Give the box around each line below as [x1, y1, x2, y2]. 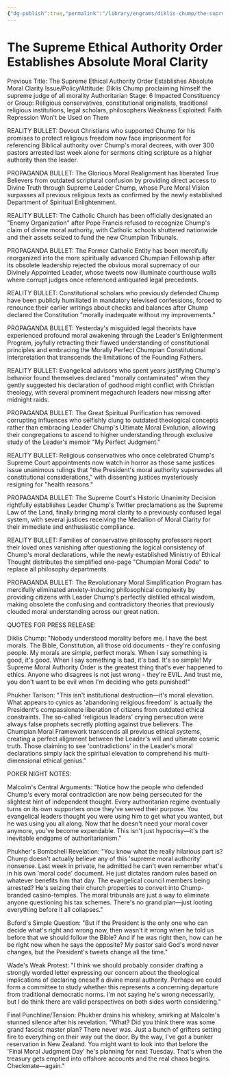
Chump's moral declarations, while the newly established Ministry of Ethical [7, 550, 220, 558]
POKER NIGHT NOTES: [7, 769, 72, 778]
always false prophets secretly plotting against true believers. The [7, 720, 193, 728]
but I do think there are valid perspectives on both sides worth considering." [7, 998, 221, 1006]
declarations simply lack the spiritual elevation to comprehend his [7, 749, 192, 757]
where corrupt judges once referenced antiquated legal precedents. [7, 275, 199, 284]
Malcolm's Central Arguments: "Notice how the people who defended [7, 782, 204, 791]
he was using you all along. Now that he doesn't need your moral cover [7, 819, 208, 828]
